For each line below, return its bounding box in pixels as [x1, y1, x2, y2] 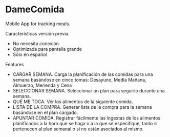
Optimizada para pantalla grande [12, 46, 82, 52]
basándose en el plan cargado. [12, 109, 78, 115]
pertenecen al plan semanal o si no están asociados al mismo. [12, 126, 144, 132]
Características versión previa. [5, 30, 70, 36]
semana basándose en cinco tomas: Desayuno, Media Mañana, [12, 76, 147, 83]
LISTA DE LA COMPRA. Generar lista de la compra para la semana [12, 104, 152, 110]
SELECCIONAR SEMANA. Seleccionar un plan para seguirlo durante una [12, 87, 165, 93]
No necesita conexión [12, 40, 59, 47]
